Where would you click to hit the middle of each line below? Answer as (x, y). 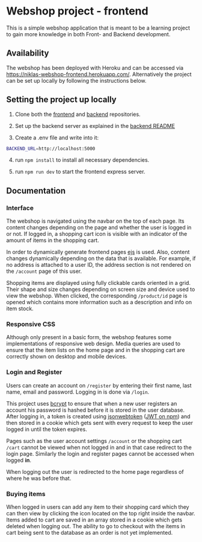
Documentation (36, 190)
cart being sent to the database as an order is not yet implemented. (90, 533)
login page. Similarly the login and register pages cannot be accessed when (100, 453)
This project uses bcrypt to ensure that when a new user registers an (92, 403)
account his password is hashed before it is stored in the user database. (96, 410)
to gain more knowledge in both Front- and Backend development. (88, 34)
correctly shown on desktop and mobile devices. (67, 357)
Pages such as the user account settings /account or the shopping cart (94, 441)
